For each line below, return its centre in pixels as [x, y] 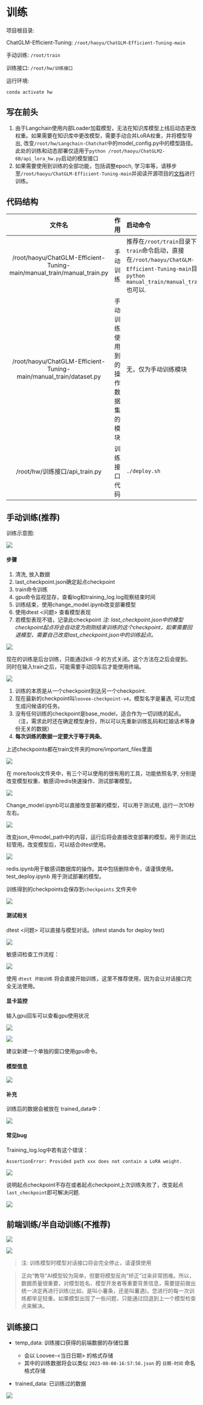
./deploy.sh [143, 471]
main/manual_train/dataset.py [59, 376]
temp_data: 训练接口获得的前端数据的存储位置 [72, 1343]
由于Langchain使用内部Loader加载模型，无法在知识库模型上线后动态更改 [105, 128]
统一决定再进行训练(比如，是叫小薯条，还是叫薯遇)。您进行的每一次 [105, 1291]
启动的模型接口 [80, 158]
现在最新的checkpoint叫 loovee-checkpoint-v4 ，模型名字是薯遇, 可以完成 [105, 698]
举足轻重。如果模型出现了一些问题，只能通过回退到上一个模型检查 [114, 1298]
